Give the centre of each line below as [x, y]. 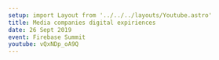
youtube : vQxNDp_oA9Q [44, 44]
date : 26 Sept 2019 [40, 30]
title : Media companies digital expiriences [82, 23]
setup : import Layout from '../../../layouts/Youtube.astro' [110, 15]
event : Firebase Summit [47, 37]
